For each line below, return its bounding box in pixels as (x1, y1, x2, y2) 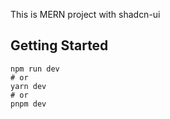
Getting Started (10, 37, 109, 54)
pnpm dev (10, 99, 47, 109)
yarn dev (10, 81, 47, 91)
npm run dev (10, 64, 60, 74)
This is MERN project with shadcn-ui (10, 9, 161, 20)
